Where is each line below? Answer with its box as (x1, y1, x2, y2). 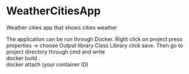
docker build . (6, 54, 40, 61)
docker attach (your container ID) (6, 61, 89, 68)
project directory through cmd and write (6, 48, 106, 55)
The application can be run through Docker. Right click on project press (6, 35, 183, 42)
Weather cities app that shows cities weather (6, 24, 118, 31)
